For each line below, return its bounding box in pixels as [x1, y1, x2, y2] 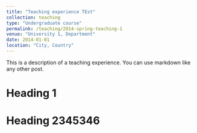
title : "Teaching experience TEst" [6, 8, 96, 15]
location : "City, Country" [6, 43, 74, 49]
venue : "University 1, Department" [6, 31, 96, 37]
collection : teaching [6, 14, 61, 20]
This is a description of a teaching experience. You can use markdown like [6, 58, 191, 66]
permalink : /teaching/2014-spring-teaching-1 [6, 25, 122, 32]
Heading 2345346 [6, 114, 101, 128]
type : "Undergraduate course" [6, 20, 83, 26]
